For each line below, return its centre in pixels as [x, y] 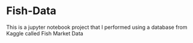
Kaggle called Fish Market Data [45, 33]
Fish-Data [31, 11]
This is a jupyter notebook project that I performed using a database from [97, 27]
